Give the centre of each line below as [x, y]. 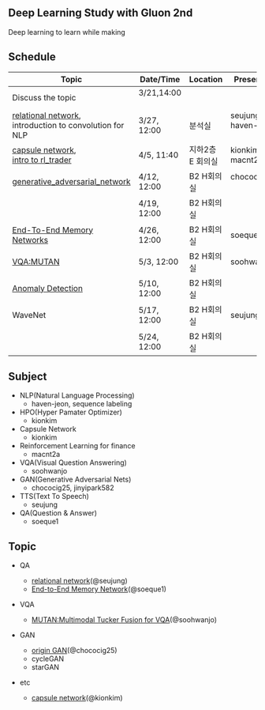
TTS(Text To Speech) [54, 497]
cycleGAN [48, 659]
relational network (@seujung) [79, 581]
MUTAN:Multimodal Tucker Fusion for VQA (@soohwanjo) [124, 620]
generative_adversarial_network [72, 181]
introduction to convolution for [68, 125]
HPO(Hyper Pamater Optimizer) [71, 412]
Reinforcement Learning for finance [77, 446]
